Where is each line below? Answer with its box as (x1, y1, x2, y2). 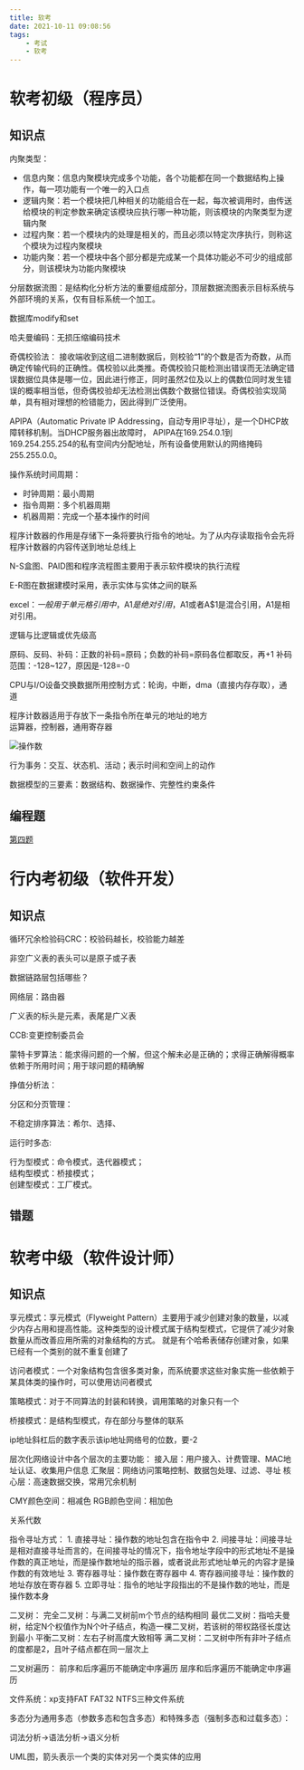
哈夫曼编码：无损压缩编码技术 (9, 332, 120, 343)
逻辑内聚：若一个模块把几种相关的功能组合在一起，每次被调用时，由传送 (22, 196, 292, 206)
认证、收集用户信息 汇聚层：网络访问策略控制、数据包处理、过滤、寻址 (16, 1465, 281, 1476)
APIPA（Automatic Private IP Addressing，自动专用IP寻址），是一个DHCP (9, 416, 281, 426)
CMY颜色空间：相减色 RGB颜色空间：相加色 (9, 1496, 174, 1507)
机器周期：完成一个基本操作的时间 (22, 511, 150, 521)
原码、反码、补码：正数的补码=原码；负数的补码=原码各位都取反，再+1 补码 (9, 649, 292, 660)
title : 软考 (9, 13, 52, 23)
